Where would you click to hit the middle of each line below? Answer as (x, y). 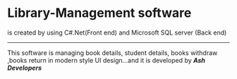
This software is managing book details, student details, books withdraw (113, 53)
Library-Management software (99, 13)
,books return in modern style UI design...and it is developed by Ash (107, 60)
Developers (25, 68)
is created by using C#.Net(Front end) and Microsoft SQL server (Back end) (117, 32)
